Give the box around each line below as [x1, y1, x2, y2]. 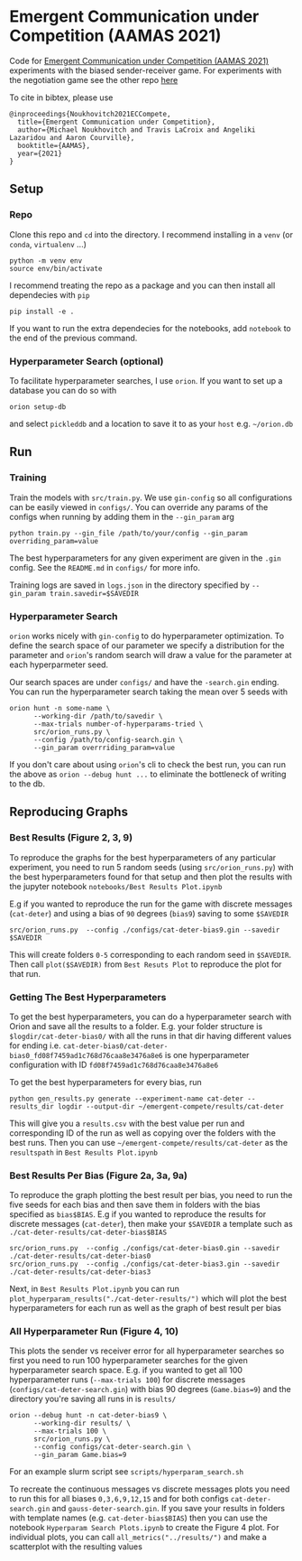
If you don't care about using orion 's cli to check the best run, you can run [9, 758, 287, 769]
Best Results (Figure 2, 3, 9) [9, 832, 133, 844]
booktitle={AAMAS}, [17, 141, 91, 150]
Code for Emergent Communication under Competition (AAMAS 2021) [9, 55, 269, 66]
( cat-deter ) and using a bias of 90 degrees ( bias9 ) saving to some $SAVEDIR [9, 907, 289, 918]
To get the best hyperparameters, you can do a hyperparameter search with [9, 1011, 292, 1022]
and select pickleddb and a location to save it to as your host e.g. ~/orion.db [9, 418, 294, 429]
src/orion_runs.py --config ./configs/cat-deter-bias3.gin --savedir [9, 1259, 280, 1269]
